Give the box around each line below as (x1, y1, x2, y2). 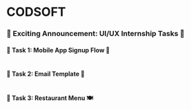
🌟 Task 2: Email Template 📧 (6, 70, 86, 78)
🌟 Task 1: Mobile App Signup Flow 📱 (6, 46, 110, 54)
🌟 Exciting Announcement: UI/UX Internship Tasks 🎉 (6, 29, 185, 39)
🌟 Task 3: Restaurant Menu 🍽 (6, 94, 94, 102)
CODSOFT (6, 4, 66, 20)
